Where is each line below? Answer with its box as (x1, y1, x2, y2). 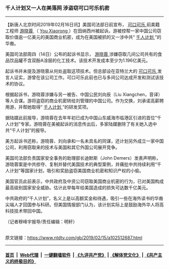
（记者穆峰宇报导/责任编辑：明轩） (5, 219, 78, 225)
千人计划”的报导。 (12, 127, 49, 133)
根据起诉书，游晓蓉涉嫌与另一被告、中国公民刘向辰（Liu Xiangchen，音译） (5, 92, 162, 98)
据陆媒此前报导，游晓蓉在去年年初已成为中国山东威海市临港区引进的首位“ (5, 115, 157, 121)
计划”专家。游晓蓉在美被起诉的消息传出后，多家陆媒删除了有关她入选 (9, 121, 153, 127)
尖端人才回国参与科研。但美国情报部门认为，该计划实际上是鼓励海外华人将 (5, 201, 159, 208)
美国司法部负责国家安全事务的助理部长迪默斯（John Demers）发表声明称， (5, 155, 161, 161)
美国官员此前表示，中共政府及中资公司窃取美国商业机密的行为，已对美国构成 (5, 178, 164, 184)
